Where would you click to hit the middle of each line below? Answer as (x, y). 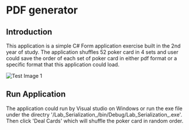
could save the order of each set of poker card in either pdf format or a (92, 58)
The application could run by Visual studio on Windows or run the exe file (94, 108)
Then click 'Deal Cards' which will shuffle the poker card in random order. (95, 121)
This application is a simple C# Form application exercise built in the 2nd (93, 46)
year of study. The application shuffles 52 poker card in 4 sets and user (92, 52)
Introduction (29, 32)
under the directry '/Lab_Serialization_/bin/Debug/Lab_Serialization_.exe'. (94, 114)
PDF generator (42, 10)
